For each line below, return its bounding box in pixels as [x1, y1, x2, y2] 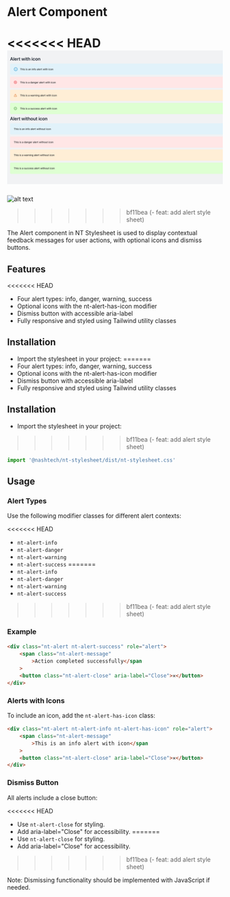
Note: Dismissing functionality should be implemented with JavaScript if [7, 876, 210, 884]
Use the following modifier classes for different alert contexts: [7, 512, 181, 520]
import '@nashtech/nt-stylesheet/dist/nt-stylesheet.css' [7, 457, 176, 464]
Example [7, 627, 37, 636]
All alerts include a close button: [7, 793, 98, 802]
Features [7, 263, 46, 275]
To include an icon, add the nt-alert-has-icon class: [7, 711, 155, 720]
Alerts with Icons [7, 695, 65, 705]
